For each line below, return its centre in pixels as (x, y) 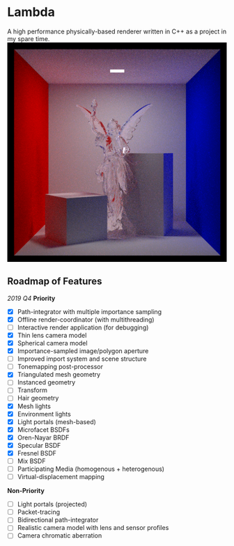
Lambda (31, 12)
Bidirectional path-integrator (58, 520)
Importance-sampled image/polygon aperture (83, 351)
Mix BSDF (31, 461)
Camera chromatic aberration (60, 536)
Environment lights (44, 414)
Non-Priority (26, 491)
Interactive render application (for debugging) (83, 327)
